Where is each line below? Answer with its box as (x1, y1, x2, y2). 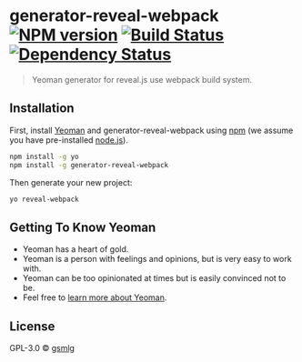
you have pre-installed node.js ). (9, 134, 129, 146)
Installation (9, 101, 75, 116)
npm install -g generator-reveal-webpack (9, 160, 169, 169)
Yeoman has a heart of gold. (22, 244, 129, 255)
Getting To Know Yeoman (9, 219, 156, 235)
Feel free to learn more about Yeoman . (22, 292, 167, 303)
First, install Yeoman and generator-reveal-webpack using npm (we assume (9, 125, 294, 136)
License (9, 318, 55, 334)
